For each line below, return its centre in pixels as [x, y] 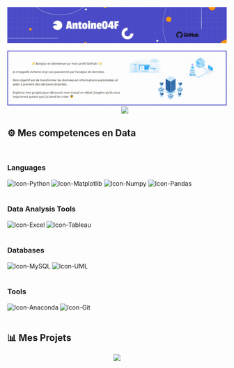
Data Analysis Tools [42, 209]
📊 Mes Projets [39, 338]
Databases [26, 250]
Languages [27, 168]
